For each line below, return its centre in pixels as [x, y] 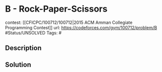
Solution [18, 64]
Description [23, 48]
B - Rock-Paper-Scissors [56, 9]
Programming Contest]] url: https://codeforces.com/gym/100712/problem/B [81, 27]
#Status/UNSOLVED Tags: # [34, 33]
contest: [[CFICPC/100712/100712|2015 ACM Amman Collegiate [69, 22]
